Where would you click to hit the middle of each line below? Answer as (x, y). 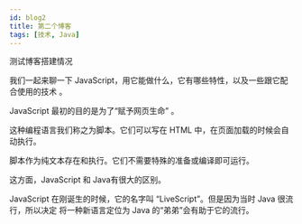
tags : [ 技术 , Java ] (45, 34)
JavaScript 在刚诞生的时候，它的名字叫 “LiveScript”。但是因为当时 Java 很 (147, 199)
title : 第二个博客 (41, 26)
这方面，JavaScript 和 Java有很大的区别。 (88, 180)
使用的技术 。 (42, 92)
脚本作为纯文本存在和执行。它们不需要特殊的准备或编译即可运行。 (132, 161)
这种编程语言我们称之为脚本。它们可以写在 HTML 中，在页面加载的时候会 (145, 130)
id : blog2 (28, 18)
